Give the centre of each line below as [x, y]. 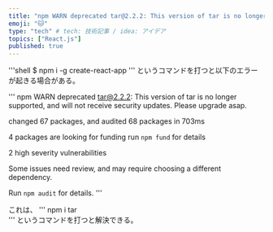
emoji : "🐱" [28, 24]
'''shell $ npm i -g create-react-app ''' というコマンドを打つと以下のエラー [133, 71]
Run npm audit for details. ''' [56, 193]
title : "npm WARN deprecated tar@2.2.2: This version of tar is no [125, 16]
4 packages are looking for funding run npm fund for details [107, 137]
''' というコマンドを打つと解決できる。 [73, 220]
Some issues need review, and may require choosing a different [115, 169]
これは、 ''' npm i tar [43, 210]
